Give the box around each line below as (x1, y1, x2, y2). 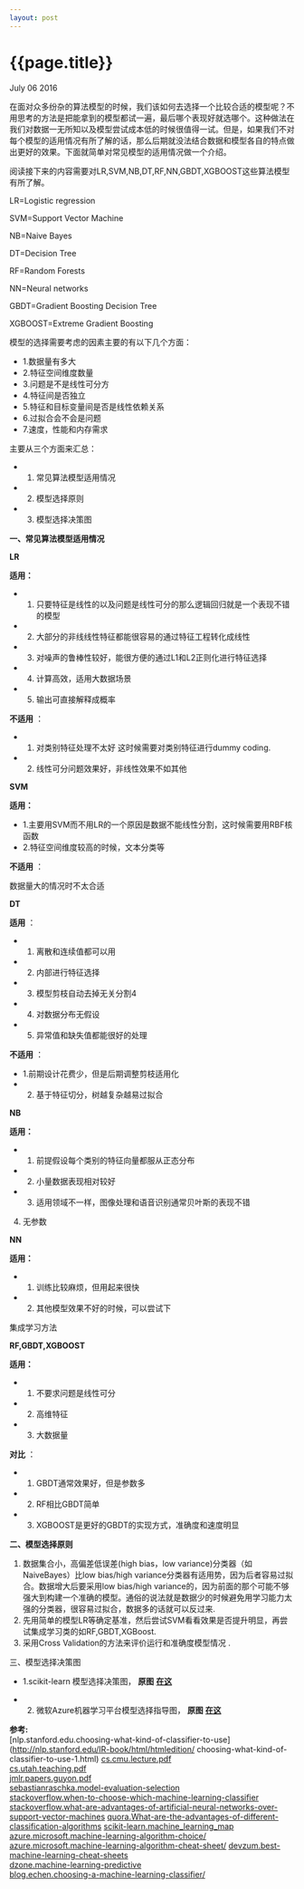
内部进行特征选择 (35, 967, 100, 978)
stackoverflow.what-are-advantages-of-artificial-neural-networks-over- (9, 1801, 279, 1812)
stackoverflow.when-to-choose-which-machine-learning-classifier (9, 1791, 260, 1803)
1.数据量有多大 (22, 355, 77, 367)
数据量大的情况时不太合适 (9, 880, 105, 891)
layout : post (9, 13, 59, 23)
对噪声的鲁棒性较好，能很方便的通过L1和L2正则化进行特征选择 (35, 651, 268, 662)
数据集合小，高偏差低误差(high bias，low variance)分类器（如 (22, 1557, 253, 1568)
